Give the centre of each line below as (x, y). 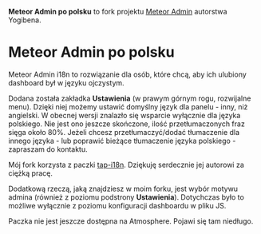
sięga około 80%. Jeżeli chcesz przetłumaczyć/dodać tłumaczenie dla (124, 132)
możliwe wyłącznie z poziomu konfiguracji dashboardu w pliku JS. (117, 205)
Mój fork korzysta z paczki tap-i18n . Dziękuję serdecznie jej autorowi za (127, 165)
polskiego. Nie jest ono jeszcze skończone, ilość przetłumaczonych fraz (127, 124)
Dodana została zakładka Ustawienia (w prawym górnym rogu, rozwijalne (130, 98)
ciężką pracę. (31, 173)
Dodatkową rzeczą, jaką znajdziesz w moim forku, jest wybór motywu (123, 188)
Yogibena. (25, 20)
